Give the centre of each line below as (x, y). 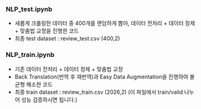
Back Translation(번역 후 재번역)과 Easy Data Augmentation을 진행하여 (101, 77)
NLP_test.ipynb (29, 9)
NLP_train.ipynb (30, 55)
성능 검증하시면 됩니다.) (49, 99)
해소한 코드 (39, 84)
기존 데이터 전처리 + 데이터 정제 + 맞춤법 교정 (69, 69)
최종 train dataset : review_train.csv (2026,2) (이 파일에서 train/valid (99, 92)
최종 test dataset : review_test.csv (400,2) (67, 39)
